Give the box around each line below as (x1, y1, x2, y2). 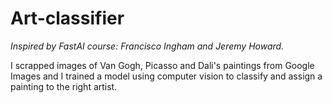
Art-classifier (10, 7, 125, 30)
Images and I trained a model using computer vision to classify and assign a (10, 70, 323, 82)
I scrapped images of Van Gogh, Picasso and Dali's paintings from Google (10, 59, 315, 71)
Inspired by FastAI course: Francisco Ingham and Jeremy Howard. (10, 40, 285, 52)
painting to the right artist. (10, 80, 118, 92)
